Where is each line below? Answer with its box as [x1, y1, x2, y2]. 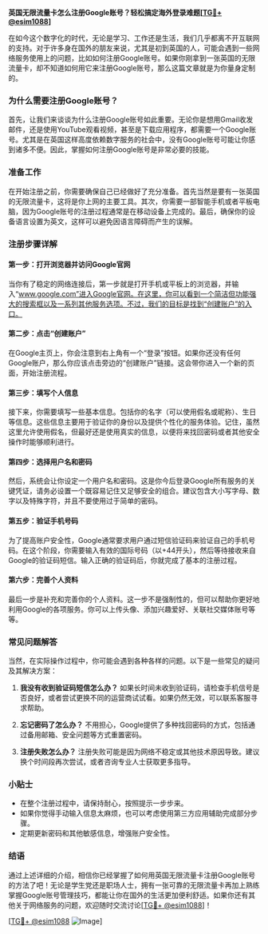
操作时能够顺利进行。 [8, 437, 78, 447]
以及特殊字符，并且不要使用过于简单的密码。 [14, 496, 162, 506]
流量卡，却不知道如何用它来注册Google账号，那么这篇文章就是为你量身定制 [8, 63, 256, 73]
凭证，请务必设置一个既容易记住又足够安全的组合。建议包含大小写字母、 [14, 486, 253, 496]
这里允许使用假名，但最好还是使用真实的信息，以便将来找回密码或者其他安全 [8, 427, 260, 437]
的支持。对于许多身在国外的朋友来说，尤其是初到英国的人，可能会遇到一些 [8, 43, 253, 53]
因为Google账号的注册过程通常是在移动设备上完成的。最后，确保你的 [22, 206, 249, 216]
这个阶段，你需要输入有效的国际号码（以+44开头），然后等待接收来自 [29, 545, 257, 555]
